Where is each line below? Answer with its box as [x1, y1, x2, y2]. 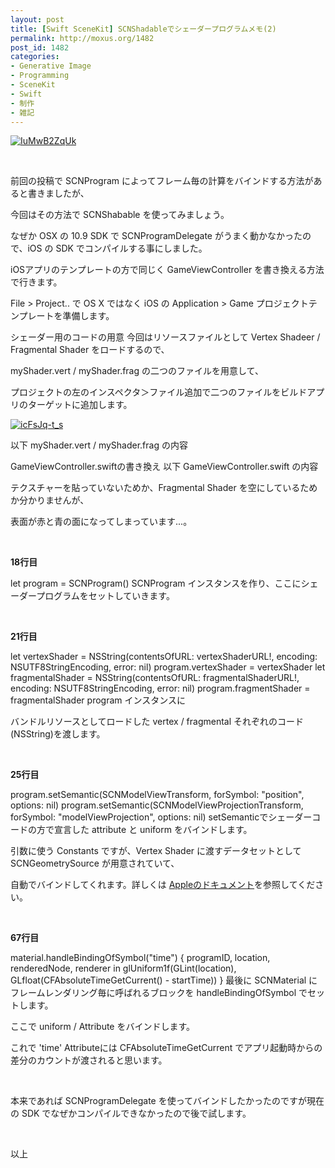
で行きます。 [10, 276, 63, 288]
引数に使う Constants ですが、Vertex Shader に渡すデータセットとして [10, 845, 302, 857]
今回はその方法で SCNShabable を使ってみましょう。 [10, 209, 230, 221]
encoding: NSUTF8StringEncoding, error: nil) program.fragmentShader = [10, 682, 311, 695]
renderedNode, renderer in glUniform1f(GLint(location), [10, 962, 237, 975]
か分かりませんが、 [10, 494, 90, 506]
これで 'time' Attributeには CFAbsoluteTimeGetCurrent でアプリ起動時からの [10, 1042, 323, 1054]
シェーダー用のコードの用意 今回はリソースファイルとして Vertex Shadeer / [10, 331, 321, 343]
